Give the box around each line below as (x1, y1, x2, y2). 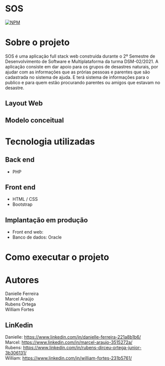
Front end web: (12, 229, 44, 235)
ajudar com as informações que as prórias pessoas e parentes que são (5, 69, 150, 75)
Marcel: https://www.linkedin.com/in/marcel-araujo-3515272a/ (5, 339, 133, 345)
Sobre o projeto (5, 37, 70, 48)
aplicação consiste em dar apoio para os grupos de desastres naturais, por (5, 63, 159, 69)
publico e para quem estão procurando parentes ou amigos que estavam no (5, 79, 161, 85)
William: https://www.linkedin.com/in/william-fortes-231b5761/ (5, 355, 132, 361)
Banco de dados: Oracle (12, 234, 62, 241)
